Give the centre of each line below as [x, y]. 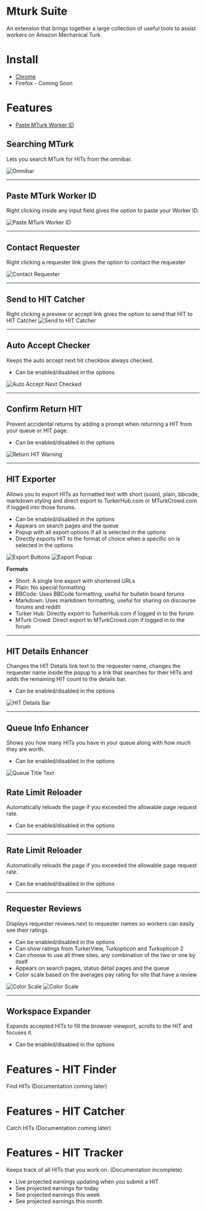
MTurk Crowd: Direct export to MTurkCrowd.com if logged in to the [100, 620]
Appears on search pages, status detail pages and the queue [92, 968]
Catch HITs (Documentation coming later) [59, 1128]
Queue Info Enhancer [48, 728]
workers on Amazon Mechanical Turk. [54, 34]
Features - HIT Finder [62, 1069]
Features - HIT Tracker [65, 1153]
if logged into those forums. [41, 507]
